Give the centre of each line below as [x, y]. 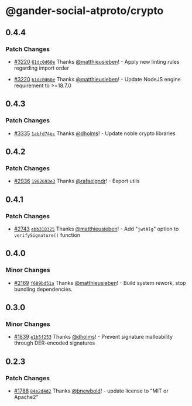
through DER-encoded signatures [54, 343]
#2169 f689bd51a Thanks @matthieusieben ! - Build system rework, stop [100, 283]
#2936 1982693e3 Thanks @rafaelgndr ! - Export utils [77, 181]
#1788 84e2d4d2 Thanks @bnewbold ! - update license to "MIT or [91, 391]
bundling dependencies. [43, 289]
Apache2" [26, 397]
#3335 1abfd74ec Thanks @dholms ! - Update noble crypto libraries [95, 133]
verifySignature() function [47, 235]
